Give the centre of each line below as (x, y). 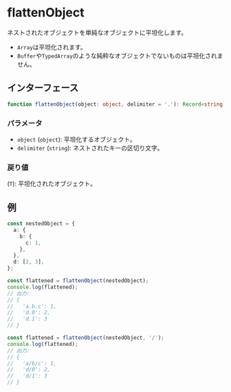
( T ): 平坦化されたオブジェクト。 (52, 184)
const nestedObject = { (41, 224)
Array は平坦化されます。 (52, 47)
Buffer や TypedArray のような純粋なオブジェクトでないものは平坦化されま (120, 56)
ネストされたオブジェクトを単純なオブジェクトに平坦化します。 (97, 32)
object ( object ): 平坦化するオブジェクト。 (76, 139)
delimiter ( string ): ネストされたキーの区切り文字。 (90, 148)
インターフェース (43, 88)
